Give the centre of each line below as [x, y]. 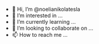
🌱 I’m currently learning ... [44, 22]
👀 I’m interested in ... [37, 15]
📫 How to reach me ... [40, 35]
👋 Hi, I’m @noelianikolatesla [46, 9]
